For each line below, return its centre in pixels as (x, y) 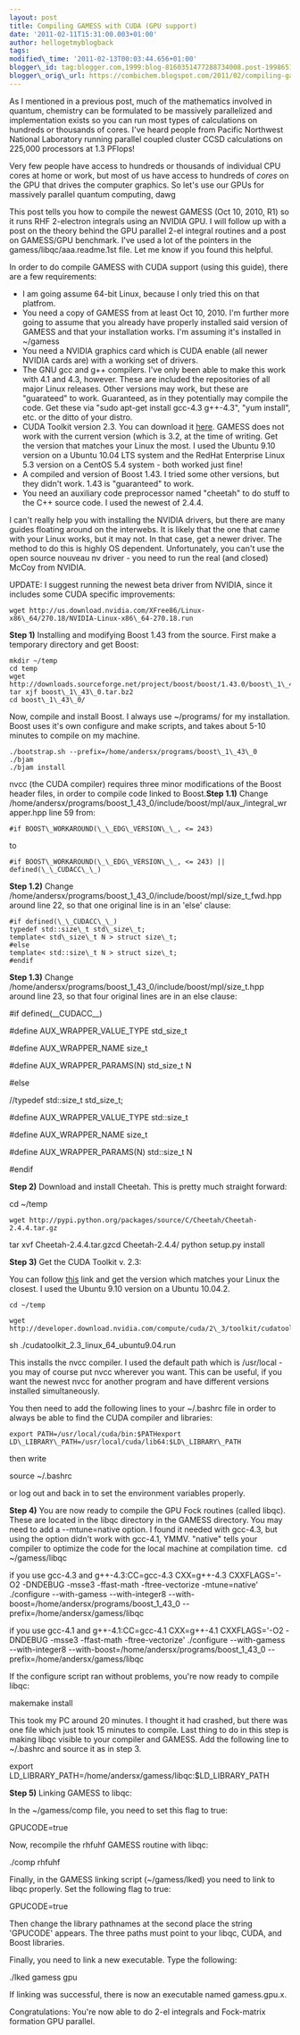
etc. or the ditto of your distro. (77, 417)
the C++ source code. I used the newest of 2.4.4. (112, 502)
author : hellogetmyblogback (62, 42)
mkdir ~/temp (33, 661)
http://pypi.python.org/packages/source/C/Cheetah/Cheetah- (143, 1220)
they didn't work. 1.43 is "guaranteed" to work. (108, 483)
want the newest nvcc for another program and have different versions (139, 1381)
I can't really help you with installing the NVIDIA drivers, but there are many (147, 520)
